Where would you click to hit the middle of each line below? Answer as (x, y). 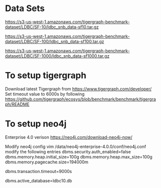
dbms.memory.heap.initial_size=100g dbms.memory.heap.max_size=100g (79, 157)
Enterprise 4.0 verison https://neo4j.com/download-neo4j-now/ (69, 137)
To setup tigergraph (46, 76)
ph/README (17, 104)
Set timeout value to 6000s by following (45, 94)
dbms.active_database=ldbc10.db (39, 181)
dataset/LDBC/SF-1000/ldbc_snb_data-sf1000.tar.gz (57, 56)
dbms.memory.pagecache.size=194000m (47, 162)
